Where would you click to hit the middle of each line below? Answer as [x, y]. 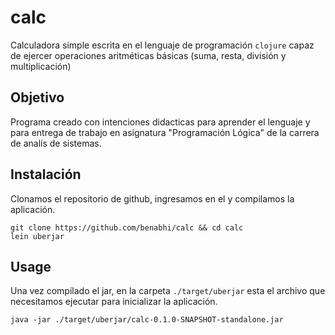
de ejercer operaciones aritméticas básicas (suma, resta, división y [148, 55]
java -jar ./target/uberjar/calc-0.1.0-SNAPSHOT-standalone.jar [147, 320]
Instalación [46, 174]
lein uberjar [37, 236]
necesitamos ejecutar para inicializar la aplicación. [114, 302]
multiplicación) [41, 66]
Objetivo [37, 97]
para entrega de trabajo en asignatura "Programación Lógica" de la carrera [165, 132]
